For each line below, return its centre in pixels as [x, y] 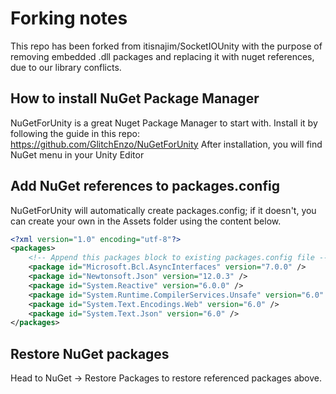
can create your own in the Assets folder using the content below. [146, 221]
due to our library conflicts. [66, 67]
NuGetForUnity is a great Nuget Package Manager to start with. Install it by [164, 123]
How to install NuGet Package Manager [135, 98]
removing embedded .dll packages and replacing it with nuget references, [162, 56]
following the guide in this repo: [75, 133]
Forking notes [69, 18]
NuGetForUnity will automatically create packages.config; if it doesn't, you [163, 210]
